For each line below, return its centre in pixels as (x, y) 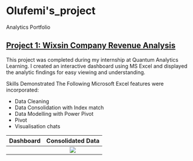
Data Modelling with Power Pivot (54, 113)
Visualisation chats (37, 126)
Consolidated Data (73, 140)
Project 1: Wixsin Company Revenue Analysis (91, 46)
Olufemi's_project (51, 11)
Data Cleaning (32, 101)
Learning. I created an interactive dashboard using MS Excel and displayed (97, 66)
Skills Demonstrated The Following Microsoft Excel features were (85, 83)
